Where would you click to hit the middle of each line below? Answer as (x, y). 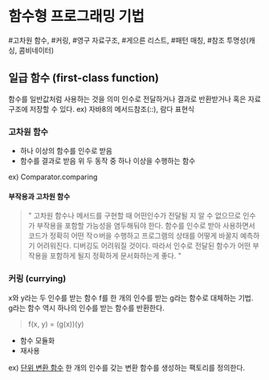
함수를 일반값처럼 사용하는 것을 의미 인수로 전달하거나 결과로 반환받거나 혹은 (127, 99)
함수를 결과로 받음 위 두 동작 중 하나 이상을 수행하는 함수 (108, 161)
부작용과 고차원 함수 (39, 196)
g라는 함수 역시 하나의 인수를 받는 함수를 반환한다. (86, 308)
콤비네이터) (37, 50)
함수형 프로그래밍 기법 (76, 16)
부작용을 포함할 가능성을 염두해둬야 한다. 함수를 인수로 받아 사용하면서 (146, 226)
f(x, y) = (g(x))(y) (56, 324)
